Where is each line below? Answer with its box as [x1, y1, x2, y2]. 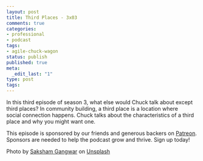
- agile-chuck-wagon [6, 48, 59, 54]
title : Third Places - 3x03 [6, 15, 78, 21]
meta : [6, 65, 20, 71]
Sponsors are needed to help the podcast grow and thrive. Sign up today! [6, 136, 190, 143]
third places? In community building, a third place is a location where [6, 105, 178, 112]
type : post [6, 76, 34, 82]
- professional [6, 31, 45, 38]
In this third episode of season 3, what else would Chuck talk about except [6, 99, 193, 106]
